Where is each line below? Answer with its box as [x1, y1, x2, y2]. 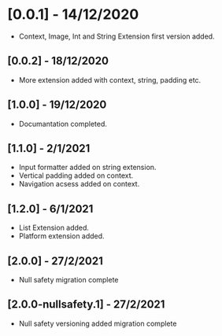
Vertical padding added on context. [18, 171, 134, 180]
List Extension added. [18, 223, 90, 233]
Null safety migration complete [18, 275, 119, 284]
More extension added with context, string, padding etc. [18, 75, 202, 84]
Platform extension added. [18, 231, 105, 241]
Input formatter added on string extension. [18, 163, 157, 172]
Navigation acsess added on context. [18, 179, 140, 189]
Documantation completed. [18, 119, 108, 128]
